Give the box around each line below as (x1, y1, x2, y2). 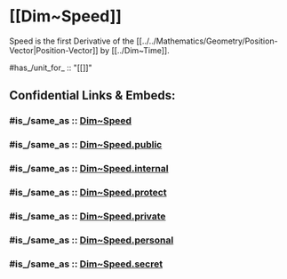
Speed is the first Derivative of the (9, 36, 135, 46)
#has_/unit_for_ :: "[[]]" (9, 62, 92, 73)
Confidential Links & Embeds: (9, 88, 176, 103)
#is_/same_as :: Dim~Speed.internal (9, 163, 169, 175)
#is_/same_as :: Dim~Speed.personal (9, 234, 174, 246)
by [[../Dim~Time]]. (100, 44, 171, 55)
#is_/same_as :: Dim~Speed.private (9, 210, 166, 222)
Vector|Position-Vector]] (9, 44, 99, 55)
